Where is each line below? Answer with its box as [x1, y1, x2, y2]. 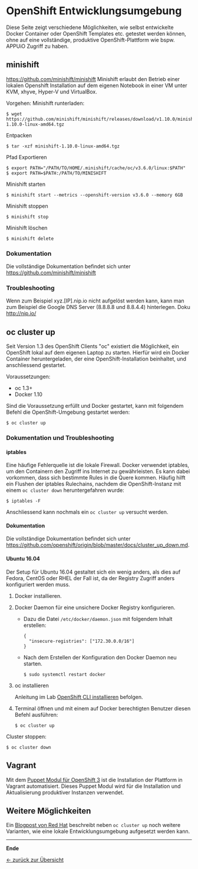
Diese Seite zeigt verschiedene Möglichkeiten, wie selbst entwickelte [6, 24, 174, 31]
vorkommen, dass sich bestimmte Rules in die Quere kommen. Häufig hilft [6, 474, 186, 481]
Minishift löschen [6, 224, 48, 231]
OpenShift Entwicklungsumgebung [6, 4, 182, 18]
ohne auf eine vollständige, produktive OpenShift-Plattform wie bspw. [6, 36, 175, 43]
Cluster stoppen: [6, 733, 47, 740]
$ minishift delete [6, 236, 54, 242]
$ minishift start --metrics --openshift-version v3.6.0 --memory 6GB [6, 192, 183, 198]
